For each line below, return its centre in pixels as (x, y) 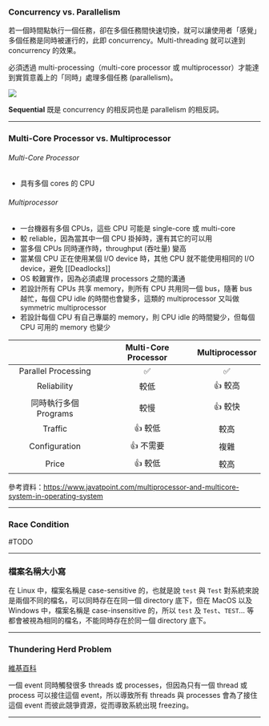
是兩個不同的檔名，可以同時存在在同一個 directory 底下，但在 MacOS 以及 (130, 601)
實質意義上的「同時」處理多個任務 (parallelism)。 (96, 78)
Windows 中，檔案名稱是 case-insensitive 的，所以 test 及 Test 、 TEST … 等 (131, 610)
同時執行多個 (55, 403)
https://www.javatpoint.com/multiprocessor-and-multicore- (142, 487)
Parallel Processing (55, 371)
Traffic (55, 429)
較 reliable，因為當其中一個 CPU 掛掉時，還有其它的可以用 (116, 238)
